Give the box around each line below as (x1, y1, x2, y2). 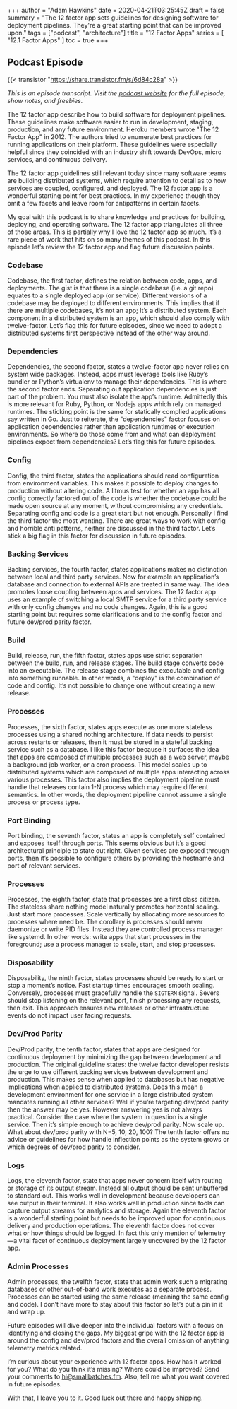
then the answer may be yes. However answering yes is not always (7, 1105, 202, 1114)
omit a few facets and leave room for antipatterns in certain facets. (7, 199, 201, 207)
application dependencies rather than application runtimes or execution (7, 423, 215, 431)
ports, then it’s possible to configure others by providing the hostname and (7, 854, 224, 862)
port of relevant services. (7, 861, 81, 870)
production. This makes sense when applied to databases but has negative (7, 1075, 225, 1083)
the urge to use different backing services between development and (7, 1067, 208, 1076)
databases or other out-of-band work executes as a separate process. (7, 1285, 212, 1294)
